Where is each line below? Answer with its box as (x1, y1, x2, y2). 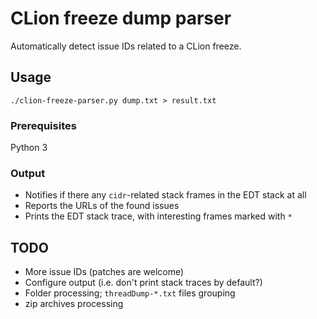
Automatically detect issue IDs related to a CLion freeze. (10, 40, 242, 52)
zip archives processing (24, 298, 124, 310)
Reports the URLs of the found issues (24, 200, 180, 212)
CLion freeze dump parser (10, 7, 232, 30)
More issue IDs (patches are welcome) (24, 266, 185, 278)
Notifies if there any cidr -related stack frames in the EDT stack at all (24, 189, 307, 201)
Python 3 (10, 142, 48, 154)
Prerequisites (10, 118, 77, 132)
